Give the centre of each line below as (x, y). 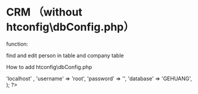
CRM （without (44, 12)
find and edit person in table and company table (65, 55)
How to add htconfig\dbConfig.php (49, 67)
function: (17, 44)
